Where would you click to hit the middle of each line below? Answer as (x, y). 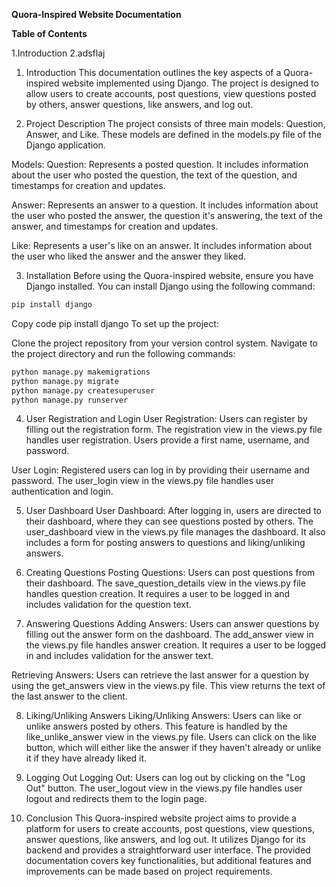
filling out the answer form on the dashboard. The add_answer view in (169, 635)
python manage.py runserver (70, 400)
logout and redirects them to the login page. (116, 799)
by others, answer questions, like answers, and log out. (139, 104)
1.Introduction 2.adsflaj (58, 53)
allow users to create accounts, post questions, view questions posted (171, 93)
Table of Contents (49, 33)
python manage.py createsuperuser (83, 390)
